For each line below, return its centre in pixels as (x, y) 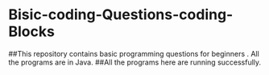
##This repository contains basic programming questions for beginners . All (134, 53)
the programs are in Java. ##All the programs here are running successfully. (135, 62)
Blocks (31, 32)
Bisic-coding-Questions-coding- (121, 15)
